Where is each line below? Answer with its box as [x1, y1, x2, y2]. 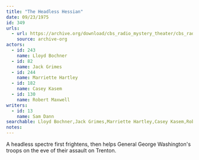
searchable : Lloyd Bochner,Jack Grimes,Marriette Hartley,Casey [6, 119, 168, 125]
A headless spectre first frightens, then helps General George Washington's [6, 140, 191, 148]
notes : [6, 124, 23, 130]
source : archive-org [17, 36, 68, 42]
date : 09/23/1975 [6, 14, 49, 20]
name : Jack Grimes [17, 63, 62, 70]
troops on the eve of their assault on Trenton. [6, 147, 117, 154]
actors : [6, 42, 25, 48]
